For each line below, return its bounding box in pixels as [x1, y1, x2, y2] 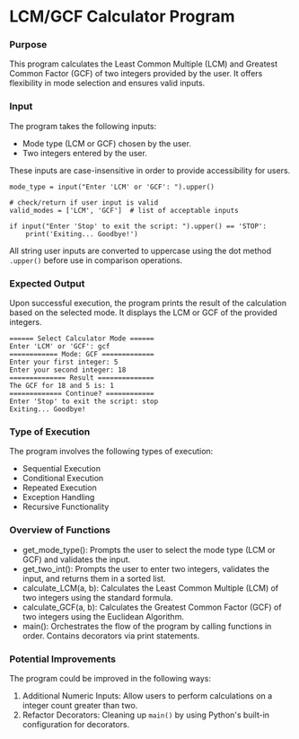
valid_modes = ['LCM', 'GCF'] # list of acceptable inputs [9, 206, 240, 215]
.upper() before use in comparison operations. [9, 254, 182, 266]
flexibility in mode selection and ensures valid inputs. [9, 78, 206, 89]
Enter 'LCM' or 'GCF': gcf [9, 342, 110, 351]
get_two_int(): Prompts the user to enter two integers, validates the [22, 563, 269, 574]
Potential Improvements [9, 653, 117, 665]
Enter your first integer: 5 [9, 357, 119, 367]
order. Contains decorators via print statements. [22, 630, 200, 641]
